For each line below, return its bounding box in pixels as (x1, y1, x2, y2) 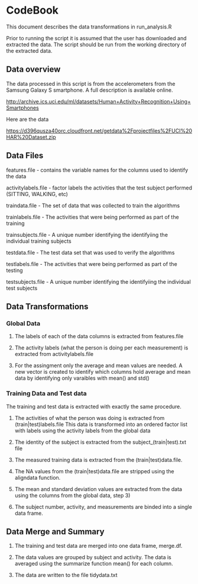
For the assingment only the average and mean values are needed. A (14, 362, 183, 369)
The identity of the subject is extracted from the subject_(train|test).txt (14, 438, 186, 445)
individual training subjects (6, 238, 72, 245)
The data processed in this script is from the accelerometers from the (6, 80, 176, 87)
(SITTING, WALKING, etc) (6, 190, 68, 197)
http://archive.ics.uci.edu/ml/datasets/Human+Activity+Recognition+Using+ (6, 98, 191, 105)
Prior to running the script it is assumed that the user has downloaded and (6, 34, 187, 41)
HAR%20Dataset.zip (6, 133, 56, 140)
